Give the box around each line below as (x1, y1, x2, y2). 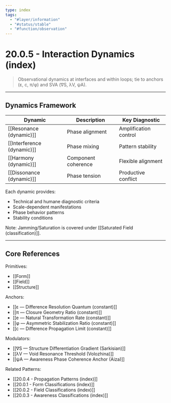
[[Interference (8, 139, 42, 147)
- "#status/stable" (10, 21, 51, 27)
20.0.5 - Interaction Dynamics (5, 49, 135, 60)
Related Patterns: (5, 366, 42, 372)
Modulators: (5, 335, 31, 341)
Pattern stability (119, 143, 157, 150)
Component (67, 154, 95, 161)
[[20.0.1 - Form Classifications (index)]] (12, 381, 95, 387)
